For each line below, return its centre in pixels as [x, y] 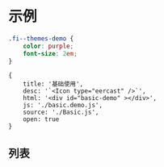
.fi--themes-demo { [41, 38]
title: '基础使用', [53, 84]
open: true [41, 119]
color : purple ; [48, 46]
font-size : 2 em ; [50, 53]
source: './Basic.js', [61, 113]
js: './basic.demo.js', [63, 106]
